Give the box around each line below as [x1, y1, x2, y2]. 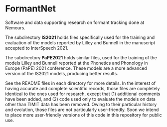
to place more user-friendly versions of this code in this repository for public [5, 112, 162, 118]
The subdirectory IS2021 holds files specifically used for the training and [5, 34, 155, 40]
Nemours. [5, 24, 26, 30]
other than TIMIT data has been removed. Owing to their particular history [5, 101, 157, 107]
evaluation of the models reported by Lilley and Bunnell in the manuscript [5, 39, 156, 45]
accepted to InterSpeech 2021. [5, 45, 69, 51]
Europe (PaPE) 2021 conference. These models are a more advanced [5, 65, 147, 71]
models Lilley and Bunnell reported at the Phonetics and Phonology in [5, 60, 148, 66]
